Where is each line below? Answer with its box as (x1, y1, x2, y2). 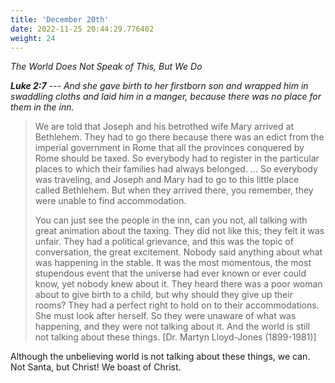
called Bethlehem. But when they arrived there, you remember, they (34, 184, 314, 196)
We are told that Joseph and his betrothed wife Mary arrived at (34, 121, 294, 133)
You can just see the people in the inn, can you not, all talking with (34, 214, 308, 226)
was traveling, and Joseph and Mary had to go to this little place (34, 174, 300, 186)
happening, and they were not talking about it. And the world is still (34, 321, 311, 333)
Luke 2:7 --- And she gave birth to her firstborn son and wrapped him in (10, 80, 309, 92)
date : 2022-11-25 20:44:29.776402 (10, 24, 155, 34)
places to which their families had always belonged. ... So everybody (34, 163, 318, 175)
